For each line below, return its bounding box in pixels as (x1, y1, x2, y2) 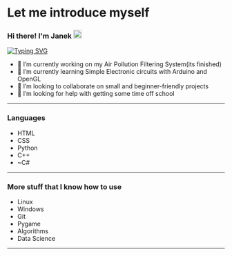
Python (17, 144, 38, 152)
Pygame (17, 219, 41, 228)
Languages (7, 113, 46, 123)
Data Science (17, 235, 56, 243)
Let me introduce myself (7, 5, 150, 21)
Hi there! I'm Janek (7, 31, 72, 41)
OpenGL (17, 75, 41, 83)
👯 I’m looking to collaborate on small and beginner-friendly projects (17, 82, 209, 90)
